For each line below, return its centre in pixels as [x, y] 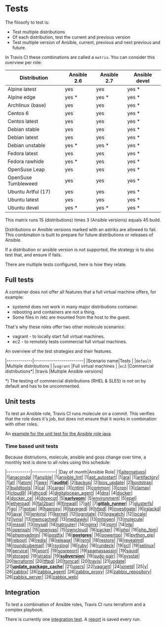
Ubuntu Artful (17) [29, 192]
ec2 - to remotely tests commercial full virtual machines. [70, 341]
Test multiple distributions [39, 32]
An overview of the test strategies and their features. [59, 351]
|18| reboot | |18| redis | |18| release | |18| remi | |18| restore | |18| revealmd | [75, 540]
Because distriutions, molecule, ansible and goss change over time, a [76, 457]
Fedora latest [23, 153]
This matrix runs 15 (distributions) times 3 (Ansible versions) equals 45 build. [83, 220]
